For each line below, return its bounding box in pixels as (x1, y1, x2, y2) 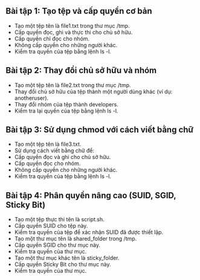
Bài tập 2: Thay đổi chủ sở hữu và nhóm (5, 65, 157, 76)
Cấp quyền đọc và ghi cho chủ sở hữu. (14, 154, 111, 161)
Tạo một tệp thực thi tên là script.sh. (14, 216, 105, 223)
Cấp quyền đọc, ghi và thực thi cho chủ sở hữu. (14, 28, 133, 36)
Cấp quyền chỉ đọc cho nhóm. (14, 34, 90, 42)
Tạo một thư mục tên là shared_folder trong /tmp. (14, 235, 137, 243)
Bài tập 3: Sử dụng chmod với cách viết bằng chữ (5, 125, 194, 135)
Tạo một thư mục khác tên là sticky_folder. (14, 255, 120, 262)
